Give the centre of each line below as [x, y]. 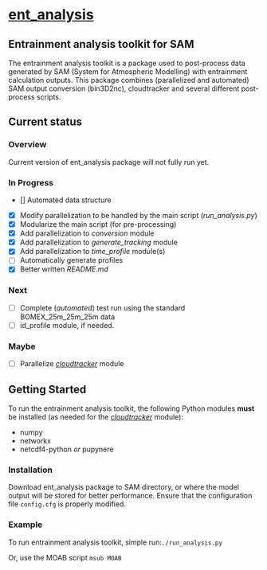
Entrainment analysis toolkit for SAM [101, 44]
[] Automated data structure [65, 200]
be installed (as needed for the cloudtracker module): [96, 417]
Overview [27, 145]
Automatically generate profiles [71, 260]
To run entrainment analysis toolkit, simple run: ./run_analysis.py [116, 542]
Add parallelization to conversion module [87, 233]
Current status [45, 122]
